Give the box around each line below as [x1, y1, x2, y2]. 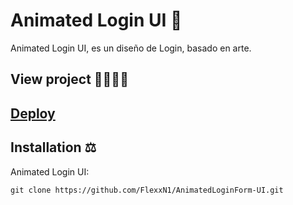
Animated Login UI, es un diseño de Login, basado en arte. [10, 42, 252, 54]
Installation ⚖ [10, 139, 97, 156]
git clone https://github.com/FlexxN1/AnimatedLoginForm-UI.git [10, 185, 284, 195]
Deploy [10, 105, 56, 122]
